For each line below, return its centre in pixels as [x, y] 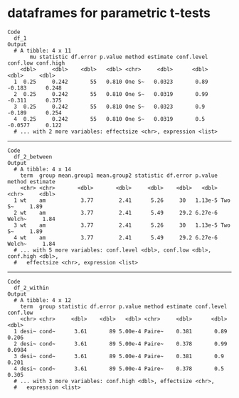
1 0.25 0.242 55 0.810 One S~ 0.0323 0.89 [111, 82]
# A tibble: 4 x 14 [43, 169]
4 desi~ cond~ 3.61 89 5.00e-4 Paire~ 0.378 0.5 [119, 369]
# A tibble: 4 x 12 [43, 300]
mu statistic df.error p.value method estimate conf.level [119, 57]
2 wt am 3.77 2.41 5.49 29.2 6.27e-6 [116, 213]
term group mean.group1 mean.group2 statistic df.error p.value [119, 176]
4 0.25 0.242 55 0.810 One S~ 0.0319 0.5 [109, 119]
